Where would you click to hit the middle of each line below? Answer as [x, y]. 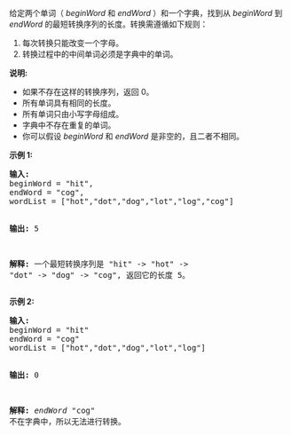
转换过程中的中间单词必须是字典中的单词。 [100, 54]
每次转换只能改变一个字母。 [73, 43]
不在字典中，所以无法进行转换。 [67, 421]
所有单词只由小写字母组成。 [73, 114]
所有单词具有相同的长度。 [69, 103]
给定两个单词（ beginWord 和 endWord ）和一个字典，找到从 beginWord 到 [146, 13]
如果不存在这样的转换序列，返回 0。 [88, 92]
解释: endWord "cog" [52, 411]
